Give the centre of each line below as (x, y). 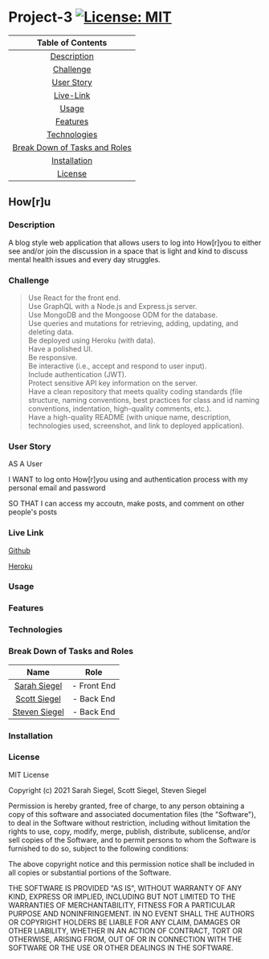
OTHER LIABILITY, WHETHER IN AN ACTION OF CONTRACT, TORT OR (125, 930)
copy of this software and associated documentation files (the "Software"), (132, 814)
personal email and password (57, 488)
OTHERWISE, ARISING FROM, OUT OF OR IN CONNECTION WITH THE (125, 939)
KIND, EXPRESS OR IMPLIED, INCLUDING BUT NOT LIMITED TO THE (122, 896)
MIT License (29, 774)
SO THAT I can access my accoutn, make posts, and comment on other (126, 504)
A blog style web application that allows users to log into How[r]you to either (135, 242)
